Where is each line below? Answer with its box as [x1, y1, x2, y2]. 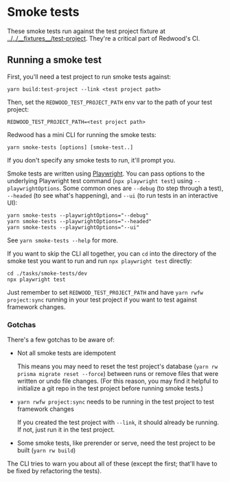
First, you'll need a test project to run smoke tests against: [7, 72, 172, 81]
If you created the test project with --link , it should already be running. [16, 418, 220, 427]
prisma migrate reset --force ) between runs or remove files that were [16, 370, 218, 378]
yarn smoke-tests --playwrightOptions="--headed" [7, 218, 152, 224]
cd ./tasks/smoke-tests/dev [7, 270, 88, 277]
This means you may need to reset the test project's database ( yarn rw [16, 362, 218, 370]
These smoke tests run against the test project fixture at [7, 27, 166, 35]
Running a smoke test [7, 54, 102, 66]
